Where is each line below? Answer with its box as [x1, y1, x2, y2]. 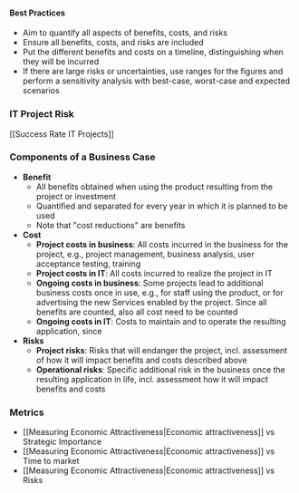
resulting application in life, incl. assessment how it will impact [35, 373, 269, 384]
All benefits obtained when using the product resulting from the [35, 181, 274, 192]
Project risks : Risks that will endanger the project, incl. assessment [35, 344, 288, 355]
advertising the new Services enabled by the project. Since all [35, 296, 267, 307]
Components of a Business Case [9, 150, 156, 163]
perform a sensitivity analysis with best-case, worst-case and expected [22, 75, 291, 86]
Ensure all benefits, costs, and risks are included [22, 37, 204, 48]
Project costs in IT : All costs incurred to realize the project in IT [35, 267, 274, 278]
